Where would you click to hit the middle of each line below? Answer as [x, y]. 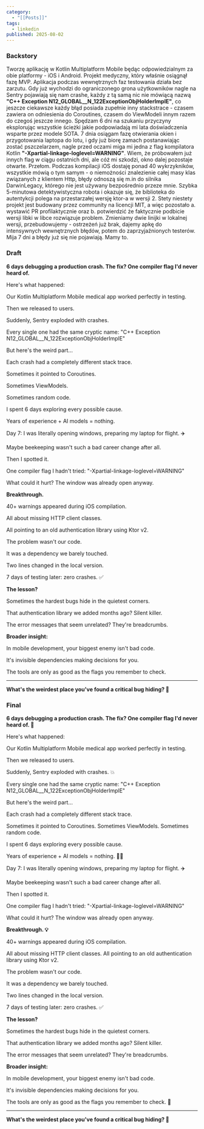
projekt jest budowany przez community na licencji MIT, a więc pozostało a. [101, 205]
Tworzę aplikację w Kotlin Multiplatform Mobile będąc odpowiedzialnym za [100, 69]
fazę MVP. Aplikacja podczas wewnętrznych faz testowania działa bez [94, 82]
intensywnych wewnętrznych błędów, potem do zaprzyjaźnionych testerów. [101, 231]
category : [19, 12]
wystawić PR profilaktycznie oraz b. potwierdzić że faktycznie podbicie [96, 211]
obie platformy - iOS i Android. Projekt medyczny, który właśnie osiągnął [97, 76]
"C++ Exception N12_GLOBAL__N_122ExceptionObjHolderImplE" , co [94, 102]
